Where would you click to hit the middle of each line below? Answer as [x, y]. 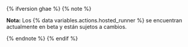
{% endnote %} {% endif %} [42, 38]
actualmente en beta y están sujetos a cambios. [67, 27]
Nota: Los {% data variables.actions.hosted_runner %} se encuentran [94, 20]
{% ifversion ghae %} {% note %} [49, 9]
